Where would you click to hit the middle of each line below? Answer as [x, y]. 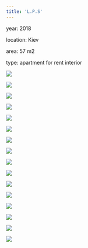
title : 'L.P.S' [24, 11]
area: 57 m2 [20, 51]
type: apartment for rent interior [44, 62]
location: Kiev [22, 39]
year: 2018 [19, 28]
